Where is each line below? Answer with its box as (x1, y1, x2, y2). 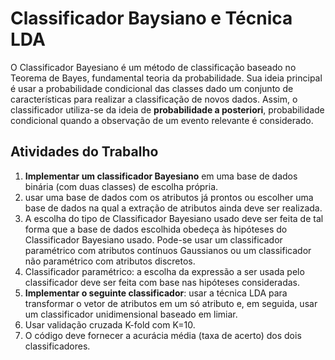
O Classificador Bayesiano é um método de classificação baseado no (10, 61, 297, 73)
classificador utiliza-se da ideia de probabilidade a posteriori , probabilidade (10, 103, 325, 116)
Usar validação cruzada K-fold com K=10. (24, 318, 196, 331)
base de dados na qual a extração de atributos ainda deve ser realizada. (24, 202, 323, 214)
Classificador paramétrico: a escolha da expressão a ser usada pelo (24, 265, 305, 277)
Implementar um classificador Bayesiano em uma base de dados (24, 170, 298, 182)
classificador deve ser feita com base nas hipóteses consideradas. (24, 276, 301, 288)
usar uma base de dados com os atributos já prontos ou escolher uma (24, 191, 314, 203)
